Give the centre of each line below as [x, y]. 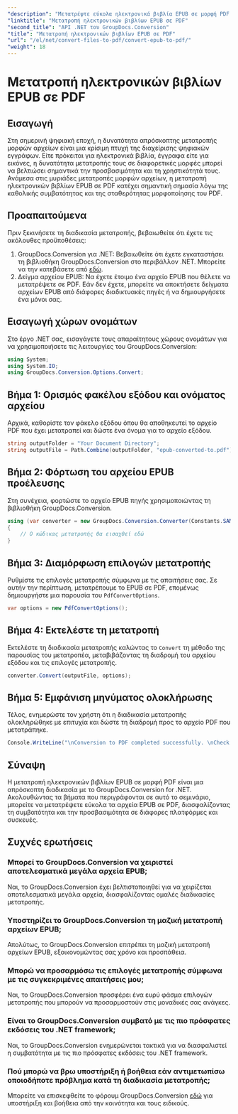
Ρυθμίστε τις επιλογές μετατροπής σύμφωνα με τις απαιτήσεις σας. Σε [113, 580]
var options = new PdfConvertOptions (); [68, 608]
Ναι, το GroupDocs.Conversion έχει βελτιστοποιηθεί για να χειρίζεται [109, 887]
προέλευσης [36, 483]
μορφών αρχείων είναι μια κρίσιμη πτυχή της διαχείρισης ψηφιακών [108, 148]
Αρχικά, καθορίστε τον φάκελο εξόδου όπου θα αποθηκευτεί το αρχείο [112, 423]
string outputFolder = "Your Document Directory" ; [84, 444]
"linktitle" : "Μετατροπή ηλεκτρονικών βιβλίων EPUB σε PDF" [98, 21]
